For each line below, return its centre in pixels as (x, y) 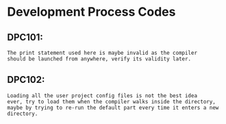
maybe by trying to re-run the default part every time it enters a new (113, 108)
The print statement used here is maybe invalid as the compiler (102, 53)
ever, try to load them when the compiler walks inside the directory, (111, 101)
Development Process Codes (91, 12)
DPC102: (26, 80)
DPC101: (25, 37)
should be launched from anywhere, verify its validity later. (99, 59)
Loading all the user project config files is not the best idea (102, 96)
